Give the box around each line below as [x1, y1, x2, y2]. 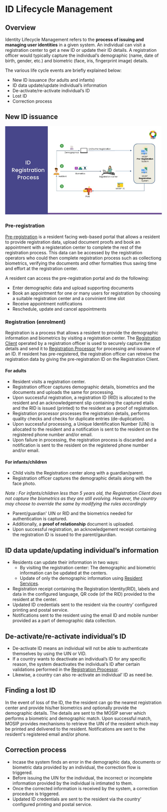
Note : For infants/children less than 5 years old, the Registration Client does [5, 490, 162, 496]
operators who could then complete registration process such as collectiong [5, 255, 162, 261]
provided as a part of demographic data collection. [12, 618, 117, 624]
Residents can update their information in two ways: [12, 559, 119, 565]
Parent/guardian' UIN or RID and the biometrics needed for [12, 510, 133, 516]
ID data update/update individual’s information [12, 82, 107, 88]
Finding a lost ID [5, 686, 56, 695]
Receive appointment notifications [12, 301, 83, 307]
